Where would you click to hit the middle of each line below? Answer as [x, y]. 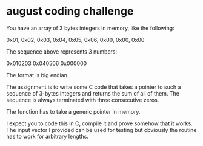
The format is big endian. [38, 75]
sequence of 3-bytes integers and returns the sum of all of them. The [93, 93]
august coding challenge [70, 11]
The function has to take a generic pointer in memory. [73, 111]
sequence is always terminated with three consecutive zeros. [83, 100]
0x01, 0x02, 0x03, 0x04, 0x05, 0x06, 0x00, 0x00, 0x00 [75, 40]
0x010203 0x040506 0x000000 [47, 63]
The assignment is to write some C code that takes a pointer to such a [94, 87]
